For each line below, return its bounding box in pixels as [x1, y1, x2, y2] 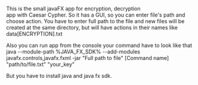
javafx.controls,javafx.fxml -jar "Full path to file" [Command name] [6, 55, 169, 61]
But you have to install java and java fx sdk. [6, 73, 112, 79]
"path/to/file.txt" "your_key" [6, 61, 75, 68]
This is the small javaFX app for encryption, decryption [6, 5, 141, 12]
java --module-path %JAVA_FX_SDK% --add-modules [6, 48, 140, 55]
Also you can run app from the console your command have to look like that [6, 42, 193, 49]
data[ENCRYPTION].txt [6, 30, 63, 37]
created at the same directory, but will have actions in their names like [6, 24, 178, 31]
